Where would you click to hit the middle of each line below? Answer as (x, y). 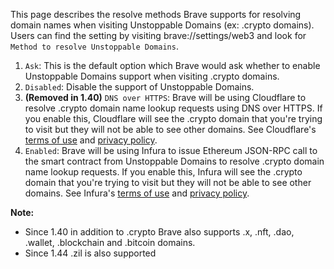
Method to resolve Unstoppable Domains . (94, 46)
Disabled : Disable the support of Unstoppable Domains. (139, 87)
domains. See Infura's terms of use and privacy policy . (137, 193)
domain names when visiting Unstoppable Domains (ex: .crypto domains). (162, 25)
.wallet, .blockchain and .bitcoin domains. (110, 242)
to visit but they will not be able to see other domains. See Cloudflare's (170, 129)
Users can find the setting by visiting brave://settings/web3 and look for (158, 35)
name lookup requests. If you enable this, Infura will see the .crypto (163, 172)
